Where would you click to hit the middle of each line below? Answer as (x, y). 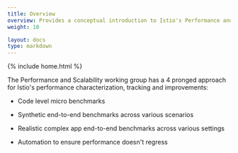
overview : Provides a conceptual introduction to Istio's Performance (114, 20)
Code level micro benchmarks (61, 101)
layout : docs (27, 39)
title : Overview (31, 14)
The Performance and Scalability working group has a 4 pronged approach (117, 80)
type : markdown (30, 47)
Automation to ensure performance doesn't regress (92, 142)
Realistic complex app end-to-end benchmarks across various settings (121, 128)
